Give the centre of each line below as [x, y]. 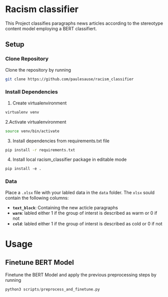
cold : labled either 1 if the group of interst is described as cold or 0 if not [87, 223]
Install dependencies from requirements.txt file [61, 141]
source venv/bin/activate [32, 131]
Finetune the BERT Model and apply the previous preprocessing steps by [81, 275]
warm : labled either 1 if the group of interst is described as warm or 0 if [85, 213]
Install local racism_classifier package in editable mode [69, 159]
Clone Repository [27, 59]
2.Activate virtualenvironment [36, 122]
